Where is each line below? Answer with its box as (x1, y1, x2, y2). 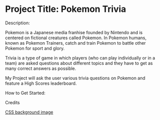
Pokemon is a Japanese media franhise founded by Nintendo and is (5, 29, 143, 35)
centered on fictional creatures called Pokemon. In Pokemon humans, (5, 35, 147, 41)
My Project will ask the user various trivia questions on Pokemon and (5, 75, 146, 81)
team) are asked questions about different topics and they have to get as (5, 60, 153, 66)
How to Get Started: (5, 90, 46, 96)
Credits (5, 99, 20, 105)
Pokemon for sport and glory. (5, 45, 65, 51)
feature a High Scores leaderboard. (5, 80, 77, 86)
